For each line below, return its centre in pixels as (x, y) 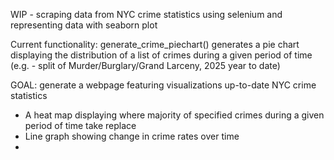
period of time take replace (80, 125)
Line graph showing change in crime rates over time (132, 136)
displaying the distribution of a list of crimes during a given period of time (161, 55)
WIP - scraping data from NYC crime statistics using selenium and (146, 14)
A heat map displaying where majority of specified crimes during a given (174, 115)
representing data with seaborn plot (84, 25)
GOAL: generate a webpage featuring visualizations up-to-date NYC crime (163, 85)
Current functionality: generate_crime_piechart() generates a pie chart (155, 44)
